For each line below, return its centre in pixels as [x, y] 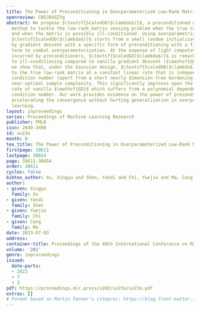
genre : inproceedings [33, 255]
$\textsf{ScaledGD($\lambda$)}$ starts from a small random [87, 39]
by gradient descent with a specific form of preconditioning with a [99, 45]
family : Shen [28, 205]
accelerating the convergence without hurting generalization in [94, 100]
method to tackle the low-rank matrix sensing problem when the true [99, 28]
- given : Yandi [25, 200]
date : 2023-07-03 [28, 233]
